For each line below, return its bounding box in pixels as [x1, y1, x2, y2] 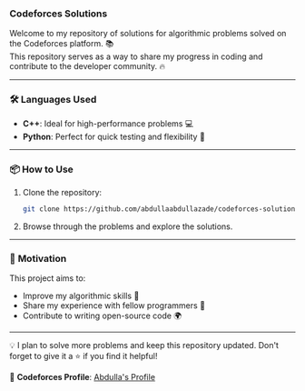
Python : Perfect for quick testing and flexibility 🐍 [22, 131, 206, 142]
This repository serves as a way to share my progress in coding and [9, 51, 263, 62]
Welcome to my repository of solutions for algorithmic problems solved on [9, 28, 287, 39]
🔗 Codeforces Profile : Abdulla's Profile [9, 372, 156, 383]
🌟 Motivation [9, 252, 67, 265]
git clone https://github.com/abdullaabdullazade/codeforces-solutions [22, 204, 300, 214]
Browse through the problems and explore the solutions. [22, 221, 233, 232]
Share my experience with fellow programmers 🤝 [22, 300, 206, 311]
